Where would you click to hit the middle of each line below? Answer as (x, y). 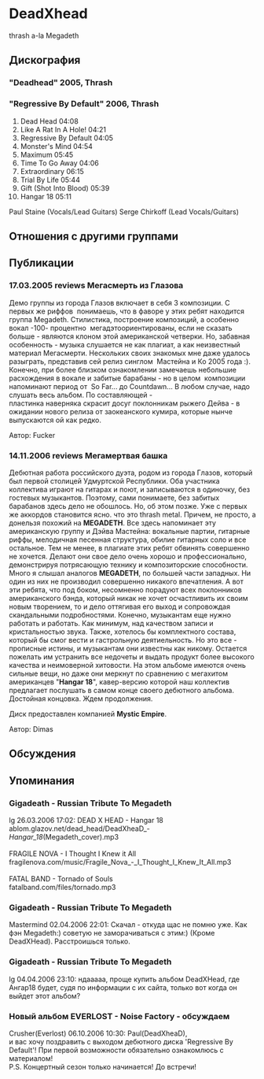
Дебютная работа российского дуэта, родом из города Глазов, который (131, 473)
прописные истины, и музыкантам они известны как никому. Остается (128, 648)
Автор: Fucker (32, 435)
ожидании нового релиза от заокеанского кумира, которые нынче (121, 411)
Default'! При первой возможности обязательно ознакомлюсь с (116, 1050)
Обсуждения (42, 754)
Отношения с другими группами (94, 236)
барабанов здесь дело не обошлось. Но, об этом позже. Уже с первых (128, 506)
